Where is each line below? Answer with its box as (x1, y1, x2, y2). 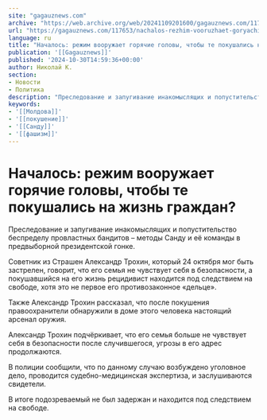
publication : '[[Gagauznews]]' (8, 49, 112, 56)
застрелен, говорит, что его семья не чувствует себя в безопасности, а (8, 265, 253, 274)
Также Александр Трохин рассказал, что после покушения (8, 297, 210, 307)
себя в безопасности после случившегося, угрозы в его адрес (8, 338, 222, 348)
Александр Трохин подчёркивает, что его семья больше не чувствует (8, 329, 247, 339)
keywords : (8, 100, 41, 108)
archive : (8, 19, 37, 27)
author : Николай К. (8, 64, 73, 72)
